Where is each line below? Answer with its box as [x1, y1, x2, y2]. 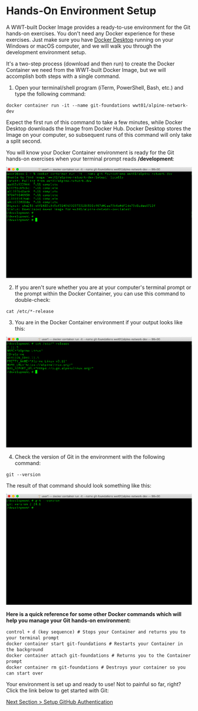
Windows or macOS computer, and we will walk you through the [6, 42, 162, 50]
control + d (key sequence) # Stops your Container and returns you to [6, 629, 186, 635]
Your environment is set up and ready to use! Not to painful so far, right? [6, 681, 181, 687]
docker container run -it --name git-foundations [6, 102, 131, 108]
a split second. [6, 137, 42, 144]
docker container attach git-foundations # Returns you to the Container [6, 653, 192, 659]
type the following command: [14, 90, 86, 97]
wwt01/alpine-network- [132, 102, 189, 108]
